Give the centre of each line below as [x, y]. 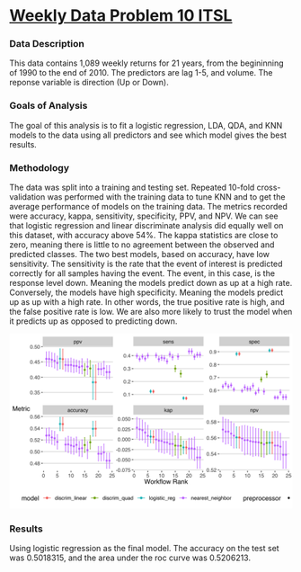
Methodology [40, 167]
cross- [269, 188]
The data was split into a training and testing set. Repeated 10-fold [132, 188]
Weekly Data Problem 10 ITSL [121, 16]
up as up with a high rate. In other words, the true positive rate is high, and [147, 302]
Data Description [47, 44]
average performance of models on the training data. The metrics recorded [148, 207]
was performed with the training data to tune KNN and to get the [166, 197]
